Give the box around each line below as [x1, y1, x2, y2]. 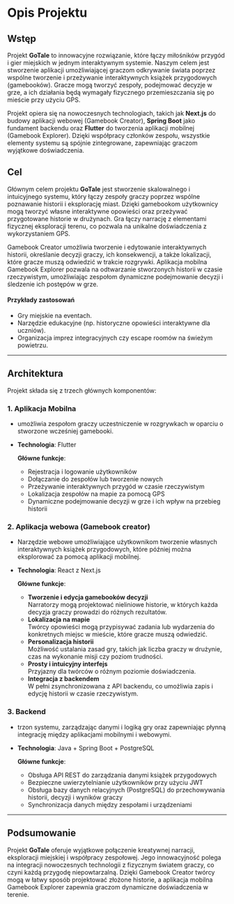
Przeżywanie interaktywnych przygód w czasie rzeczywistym [27, 483, 205, 491]
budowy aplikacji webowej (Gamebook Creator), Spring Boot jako [7, 116, 196, 125]
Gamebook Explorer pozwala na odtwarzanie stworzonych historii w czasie [7, 265, 223, 273]
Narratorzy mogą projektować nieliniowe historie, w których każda [27, 601, 218, 609]
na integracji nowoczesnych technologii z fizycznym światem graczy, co [7, 860, 214, 869]
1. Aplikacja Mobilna [7, 403, 77, 413]
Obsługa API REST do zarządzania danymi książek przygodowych [27, 771, 217, 779]
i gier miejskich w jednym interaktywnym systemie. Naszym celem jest [7, 59, 210, 67]
